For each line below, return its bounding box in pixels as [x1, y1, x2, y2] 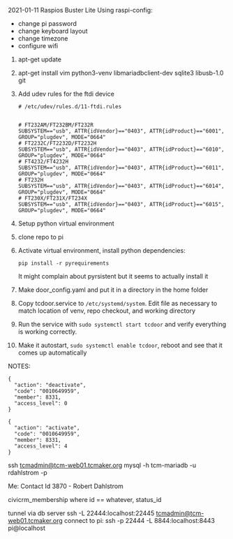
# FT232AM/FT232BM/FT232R [17, 121, 93, 128]
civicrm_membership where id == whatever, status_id [8, 496, 162, 503]
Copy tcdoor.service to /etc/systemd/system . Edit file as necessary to [17, 300, 218, 307]
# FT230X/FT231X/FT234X [17, 195, 88, 202]
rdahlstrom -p [8, 468, 47, 477]
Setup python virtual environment [17, 219, 114, 228]
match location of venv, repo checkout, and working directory [17, 307, 196, 315]
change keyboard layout [17, 27, 88, 35]
